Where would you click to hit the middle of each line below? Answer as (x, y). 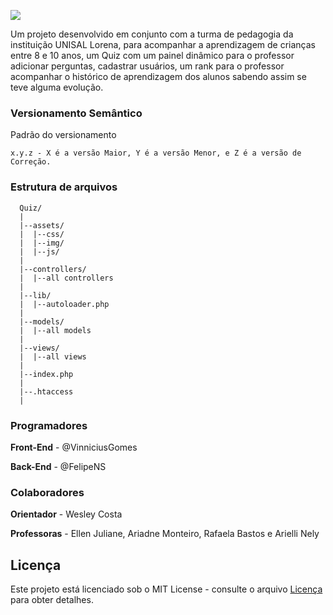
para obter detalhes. (52, 599)
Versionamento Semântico (76, 113)
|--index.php (46, 374)
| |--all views (53, 356)
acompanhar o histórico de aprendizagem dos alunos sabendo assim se (158, 76)
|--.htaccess (46, 391)
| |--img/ (42, 243)
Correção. (31, 162)
